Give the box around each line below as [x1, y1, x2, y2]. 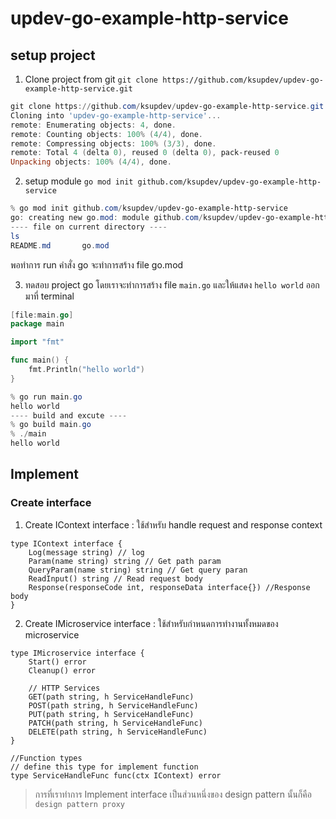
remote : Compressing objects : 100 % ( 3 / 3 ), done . [10, 138, 217, 149]
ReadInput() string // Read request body [28, 573, 203, 584]
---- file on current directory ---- [10, 222, 168, 232]
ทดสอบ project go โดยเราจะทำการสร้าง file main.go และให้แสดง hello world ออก [24, 278, 320, 291]
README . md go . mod [10, 240, 110, 251]
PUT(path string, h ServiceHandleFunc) [28, 709, 195, 719]
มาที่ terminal [24, 290, 75, 302]
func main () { [10, 355, 70, 366]
